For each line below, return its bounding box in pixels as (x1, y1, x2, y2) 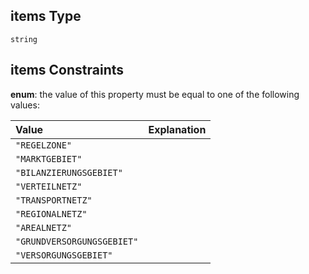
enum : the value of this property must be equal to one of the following (10, 88, 300, 100)
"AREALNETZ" (15, 222, 73, 233)
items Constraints (10, 62, 125, 79)
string (10, 34, 38, 44)
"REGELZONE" (15, 139, 73, 151)
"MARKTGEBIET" (15, 153, 83, 164)
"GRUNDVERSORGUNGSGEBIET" (15, 235, 139, 247)
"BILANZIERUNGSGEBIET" (15, 167, 123, 178)
